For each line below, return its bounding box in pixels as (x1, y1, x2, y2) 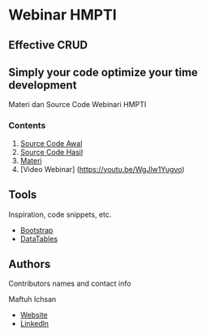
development (8, 78, 77, 92)
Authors (8, 257, 51, 271)
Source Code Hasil (19, 147, 84, 157)
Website (19, 310, 49, 320)
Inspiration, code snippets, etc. (8, 209, 112, 219)
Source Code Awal (19, 138, 83, 148)
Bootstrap (19, 225, 54, 235)
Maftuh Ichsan (8, 295, 57, 304)
